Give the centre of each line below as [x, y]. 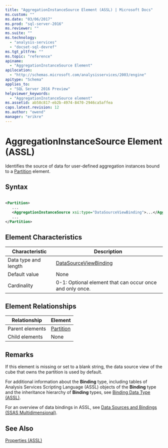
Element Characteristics [44, 237]
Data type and [24, 259]
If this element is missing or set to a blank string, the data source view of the [84, 367]
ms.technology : [21, 38]
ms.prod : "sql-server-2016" [34, 24]
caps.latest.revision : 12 [32, 107]
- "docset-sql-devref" [33, 47]
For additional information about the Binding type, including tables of [76, 382]
